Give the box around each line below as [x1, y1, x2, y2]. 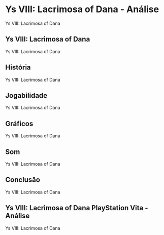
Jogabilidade [5, 91, 48, 100]
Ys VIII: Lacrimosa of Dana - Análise [5, 4, 159, 15]
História [5, 63, 31, 72]
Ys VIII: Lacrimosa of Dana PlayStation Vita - [5, 204, 148, 212]
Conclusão [5, 176, 41, 184]
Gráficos [5, 119, 34, 128]
